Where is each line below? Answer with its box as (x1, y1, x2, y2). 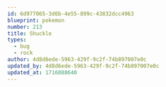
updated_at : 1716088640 (7, 69, 78, 76)
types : (7, 36, 27, 43)
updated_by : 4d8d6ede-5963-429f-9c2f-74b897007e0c (7, 62, 160, 69)
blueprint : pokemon (7, 17, 65, 24)
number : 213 (7, 23, 42, 30)
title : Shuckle (7, 29, 52, 37)
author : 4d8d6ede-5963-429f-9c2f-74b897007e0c (7, 56, 147, 63)
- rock (13, 50, 33, 57)
